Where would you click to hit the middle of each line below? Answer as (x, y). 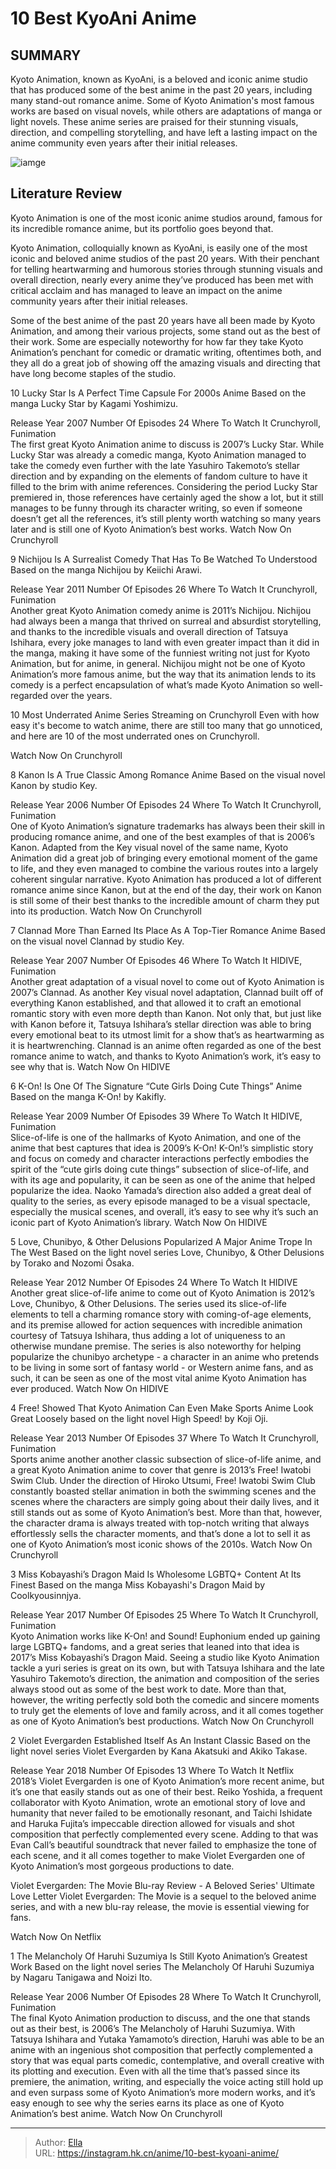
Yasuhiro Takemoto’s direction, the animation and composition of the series (165, 1678)
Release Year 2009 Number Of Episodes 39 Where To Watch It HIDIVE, (156, 1116)
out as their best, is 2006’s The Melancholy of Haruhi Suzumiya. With (153, 2028)
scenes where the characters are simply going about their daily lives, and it (165, 1501)
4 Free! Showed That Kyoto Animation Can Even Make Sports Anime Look (162, 1408)
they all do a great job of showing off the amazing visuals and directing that (165, 363)
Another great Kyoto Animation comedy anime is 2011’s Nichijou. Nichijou (161, 610)
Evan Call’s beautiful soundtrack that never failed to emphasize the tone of (163, 1844)
